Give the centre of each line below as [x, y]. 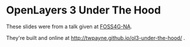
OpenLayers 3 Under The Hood [83, 10]
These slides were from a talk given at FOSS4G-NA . [69, 26]
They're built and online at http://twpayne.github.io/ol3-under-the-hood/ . [96, 38]
